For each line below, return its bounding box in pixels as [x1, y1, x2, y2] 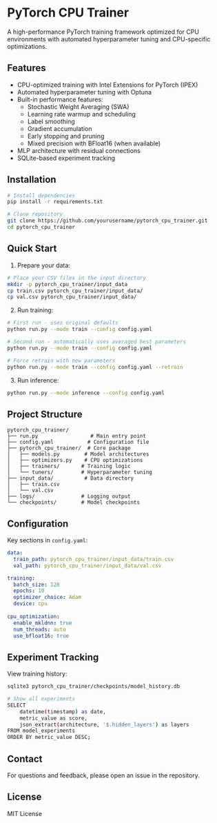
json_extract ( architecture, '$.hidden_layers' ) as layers [19, 721, 189, 728]
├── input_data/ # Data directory [7, 475, 134, 482]
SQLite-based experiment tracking [17, 154, 116, 162]
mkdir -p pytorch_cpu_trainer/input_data [7, 281, 128, 287]
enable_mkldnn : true [13, 619, 72, 627]
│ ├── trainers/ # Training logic [7, 463, 131, 470]
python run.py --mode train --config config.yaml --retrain [7, 363, 184, 370]
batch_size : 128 [13, 581, 60, 588]
